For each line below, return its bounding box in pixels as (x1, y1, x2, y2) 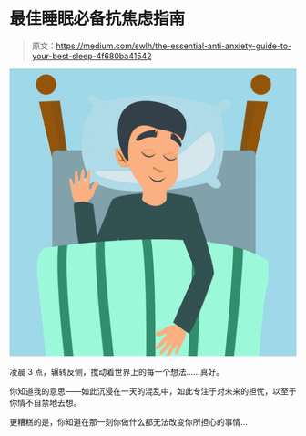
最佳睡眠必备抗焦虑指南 (9, 8, 186, 29)
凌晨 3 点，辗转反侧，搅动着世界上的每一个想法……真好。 (9, 366, 225, 377)
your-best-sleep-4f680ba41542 (31, 50, 152, 61)
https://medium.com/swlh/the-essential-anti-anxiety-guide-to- (56, 40, 292, 51)
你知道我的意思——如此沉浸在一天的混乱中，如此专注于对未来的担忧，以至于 (9, 385, 297, 397)
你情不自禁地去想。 (9, 397, 82, 408)
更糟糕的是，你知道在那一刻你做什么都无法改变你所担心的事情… (9, 416, 249, 427)
